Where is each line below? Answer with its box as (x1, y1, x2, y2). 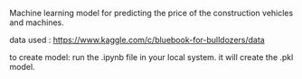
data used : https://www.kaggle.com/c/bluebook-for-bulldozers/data (9, 35, 265, 45)
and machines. (9, 17, 65, 28)
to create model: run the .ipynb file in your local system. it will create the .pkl (9, 52, 294, 62)
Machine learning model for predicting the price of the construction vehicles (9, 8, 294, 18)
